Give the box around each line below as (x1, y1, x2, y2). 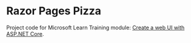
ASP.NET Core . (6, 30, 44, 37)
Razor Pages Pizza (6, 4, 101, 18)
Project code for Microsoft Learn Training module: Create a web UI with (6, 24, 185, 31)
